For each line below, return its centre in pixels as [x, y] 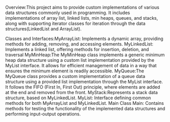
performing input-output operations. [43, 114]
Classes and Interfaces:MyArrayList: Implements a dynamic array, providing [84, 38]
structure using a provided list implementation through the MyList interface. [84, 82]
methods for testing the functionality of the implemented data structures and [85, 109]
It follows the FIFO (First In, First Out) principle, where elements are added [83, 87]
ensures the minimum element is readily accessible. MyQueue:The [75, 71]
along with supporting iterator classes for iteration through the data [75, 23]
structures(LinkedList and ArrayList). [44, 29]
